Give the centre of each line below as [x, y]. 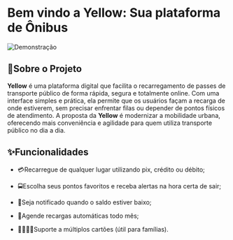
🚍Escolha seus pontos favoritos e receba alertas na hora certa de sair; [119, 186]
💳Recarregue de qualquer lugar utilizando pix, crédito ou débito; [111, 170]
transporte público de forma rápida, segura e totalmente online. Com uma [113, 93]
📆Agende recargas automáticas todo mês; [78, 216]
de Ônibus [38, 28]
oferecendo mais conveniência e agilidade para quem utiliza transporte [110, 123]
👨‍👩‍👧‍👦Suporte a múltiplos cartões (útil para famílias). [93, 229]
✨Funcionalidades [48, 152]
